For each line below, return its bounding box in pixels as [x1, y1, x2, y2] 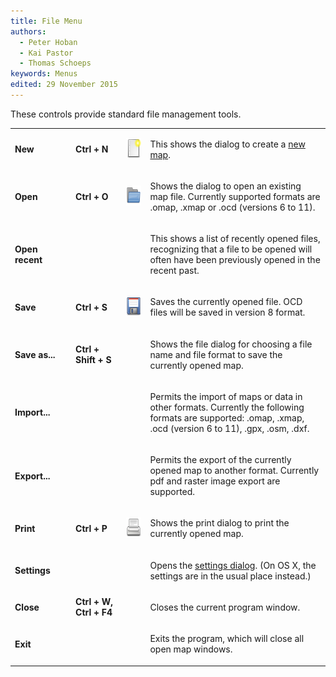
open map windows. [149, 643, 233, 655]
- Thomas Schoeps [19, 58, 92, 69]
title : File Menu [10, 16, 83, 26]
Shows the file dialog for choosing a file [149, 338, 313, 350]
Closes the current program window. [149, 601, 301, 613]
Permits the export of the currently [149, 454, 292, 466]
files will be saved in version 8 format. [149, 306, 306, 319]
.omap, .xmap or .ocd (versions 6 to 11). [149, 201, 316, 213]
